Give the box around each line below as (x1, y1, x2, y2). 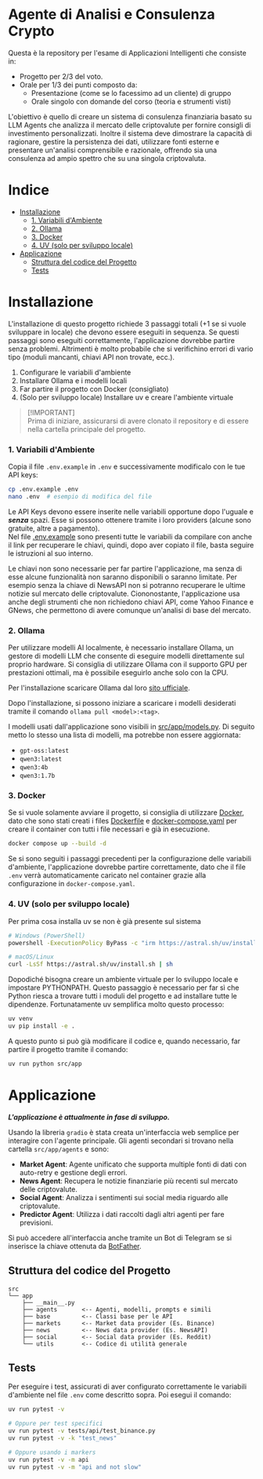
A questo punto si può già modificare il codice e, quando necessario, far (8, 1036, 241, 1046)
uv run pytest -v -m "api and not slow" (8, 1463, 142, 1471)
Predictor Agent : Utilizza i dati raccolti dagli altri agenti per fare (19, 1209, 225, 1218)
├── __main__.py (22, 1298, 76, 1306)
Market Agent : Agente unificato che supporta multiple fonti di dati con (19, 1159, 247, 1169)
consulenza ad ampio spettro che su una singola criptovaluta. (8, 153, 207, 163)
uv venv (8, 1015, 34, 1023)
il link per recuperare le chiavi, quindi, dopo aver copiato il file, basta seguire (8, 540, 254, 550)
